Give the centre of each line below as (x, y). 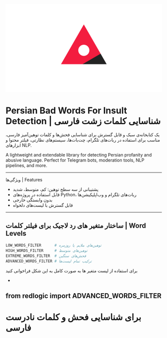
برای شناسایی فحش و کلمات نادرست (74, 317)
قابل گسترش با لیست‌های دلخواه (43, 205)
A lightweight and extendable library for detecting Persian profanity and (79, 155)
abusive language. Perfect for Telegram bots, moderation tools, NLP (75, 160)
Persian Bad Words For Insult (66, 110)
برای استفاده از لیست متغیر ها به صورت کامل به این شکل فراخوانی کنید (72, 270)
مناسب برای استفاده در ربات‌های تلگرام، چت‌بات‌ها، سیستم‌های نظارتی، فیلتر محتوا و (83, 140)
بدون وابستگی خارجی (32, 200)
